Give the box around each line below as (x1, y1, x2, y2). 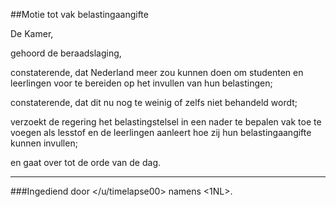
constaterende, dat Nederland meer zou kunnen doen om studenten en (10, 67, 304, 78)
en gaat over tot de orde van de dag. (10, 157, 162, 168)
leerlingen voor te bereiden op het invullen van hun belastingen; (10, 77, 273, 89)
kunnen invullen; (10, 137, 78, 149)
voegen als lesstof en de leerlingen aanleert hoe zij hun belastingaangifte (10, 127, 312, 138)
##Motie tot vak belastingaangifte (10, 9, 149, 20)
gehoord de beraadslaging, (10, 47, 122, 59)
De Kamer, (10, 28, 54, 39)
